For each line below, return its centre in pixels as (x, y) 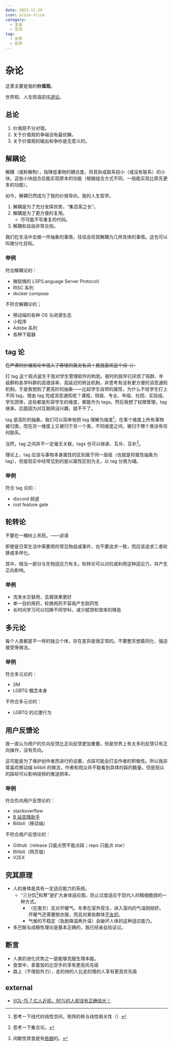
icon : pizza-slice (25, 15)
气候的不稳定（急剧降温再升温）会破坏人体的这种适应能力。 (91, 921)
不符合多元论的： (23, 702)
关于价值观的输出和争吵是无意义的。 (51, 141)
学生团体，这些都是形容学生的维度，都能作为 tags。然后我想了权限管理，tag (86, 402)
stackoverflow (28, 811)
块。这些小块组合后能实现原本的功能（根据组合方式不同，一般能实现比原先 (84, 179)
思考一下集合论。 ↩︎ (33, 1027)
